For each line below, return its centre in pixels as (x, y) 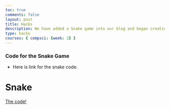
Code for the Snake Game (37, 56)
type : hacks (18, 33)
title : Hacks (19, 24)
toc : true (16, 10)
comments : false (22, 15)
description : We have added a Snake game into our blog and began (77, 29)
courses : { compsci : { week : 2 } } (40, 39)
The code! (16, 101)
